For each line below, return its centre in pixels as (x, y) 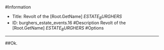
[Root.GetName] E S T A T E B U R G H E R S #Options (58, 28)
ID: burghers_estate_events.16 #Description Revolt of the (69, 23)
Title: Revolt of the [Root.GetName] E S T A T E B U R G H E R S (67, 17)
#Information (18, 7)
